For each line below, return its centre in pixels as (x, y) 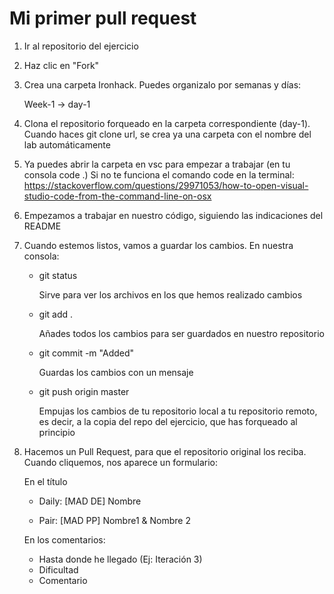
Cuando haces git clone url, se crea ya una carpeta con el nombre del (167, 134)
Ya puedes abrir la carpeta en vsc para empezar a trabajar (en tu (157, 164)
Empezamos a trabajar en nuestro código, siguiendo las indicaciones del (173, 215)
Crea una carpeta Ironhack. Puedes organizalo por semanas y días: (162, 84)
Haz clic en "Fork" (61, 65)
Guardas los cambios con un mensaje (116, 372)
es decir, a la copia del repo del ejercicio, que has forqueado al (168, 421)
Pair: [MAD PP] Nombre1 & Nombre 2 (114, 520)
